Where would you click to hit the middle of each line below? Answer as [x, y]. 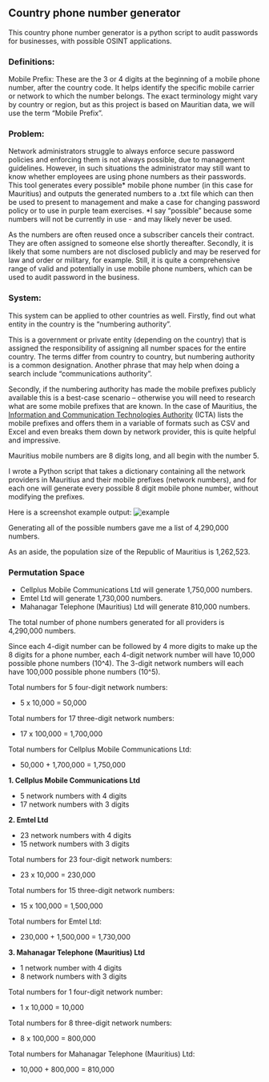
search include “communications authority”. [80, 373]
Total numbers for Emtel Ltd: [55, 921]
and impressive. [35, 440]
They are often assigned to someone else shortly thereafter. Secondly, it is [131, 243]
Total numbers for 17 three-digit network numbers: [91, 718]
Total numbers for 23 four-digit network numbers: [90, 859]
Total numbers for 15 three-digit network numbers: [91, 890]
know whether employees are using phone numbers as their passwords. [127, 177]
